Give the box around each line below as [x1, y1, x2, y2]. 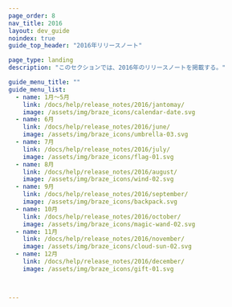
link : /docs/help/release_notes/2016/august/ [22, 168, 178, 176]
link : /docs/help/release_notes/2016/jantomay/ [22, 100, 185, 108]
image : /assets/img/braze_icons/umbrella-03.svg [22, 130, 189, 139]
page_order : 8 [8, 11, 56, 20]
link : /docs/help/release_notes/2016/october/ [22, 212, 181, 221]
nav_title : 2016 [8, 19, 63, 27]
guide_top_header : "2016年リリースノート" [8, 42, 143, 50]
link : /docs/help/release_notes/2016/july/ [22, 145, 171, 153]
